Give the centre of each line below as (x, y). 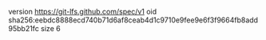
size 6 (51, 28)
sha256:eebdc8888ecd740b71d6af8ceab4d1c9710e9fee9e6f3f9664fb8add (133, 20)
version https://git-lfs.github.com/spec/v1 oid (83, 12)
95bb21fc (24, 28)
